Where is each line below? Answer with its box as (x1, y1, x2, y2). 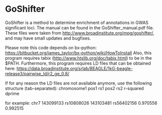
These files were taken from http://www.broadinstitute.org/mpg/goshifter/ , (5, 30, 155, 36)
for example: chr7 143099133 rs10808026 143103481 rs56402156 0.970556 (5, 100, 158, 106)
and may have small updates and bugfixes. (5, 35, 91, 41)
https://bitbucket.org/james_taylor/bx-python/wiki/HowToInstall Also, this (5, 50, 152, 56)
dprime (5, 91, 20, 96)
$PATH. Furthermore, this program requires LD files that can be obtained (5, 60, 151, 66)
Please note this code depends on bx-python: (5, 45, 97, 50)
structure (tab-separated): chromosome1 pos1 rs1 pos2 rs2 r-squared (5, 85, 144, 91)
